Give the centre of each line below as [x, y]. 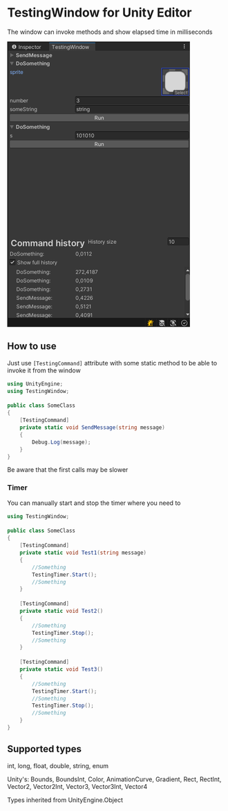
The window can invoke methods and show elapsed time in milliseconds [110, 32]
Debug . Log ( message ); [61, 442]
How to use [32, 346]
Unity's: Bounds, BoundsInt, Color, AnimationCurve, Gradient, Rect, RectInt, [114, 779]
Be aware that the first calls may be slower [68, 470]
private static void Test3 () [61, 669]
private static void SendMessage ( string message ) [93, 428]
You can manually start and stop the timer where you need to [94, 503]
